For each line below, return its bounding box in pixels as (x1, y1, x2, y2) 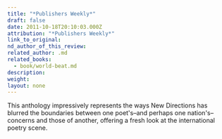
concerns (7, 117, 35, 125)
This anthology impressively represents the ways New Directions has (7, 101, 208, 110)
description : (7, 69, 46, 76)
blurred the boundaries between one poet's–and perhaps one (7, 109, 186, 117)
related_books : (7, 56, 52, 63)
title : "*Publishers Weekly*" (7, 10, 97, 18)
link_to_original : (7, 37, 61, 44)
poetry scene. (7, 124, 48, 132)
